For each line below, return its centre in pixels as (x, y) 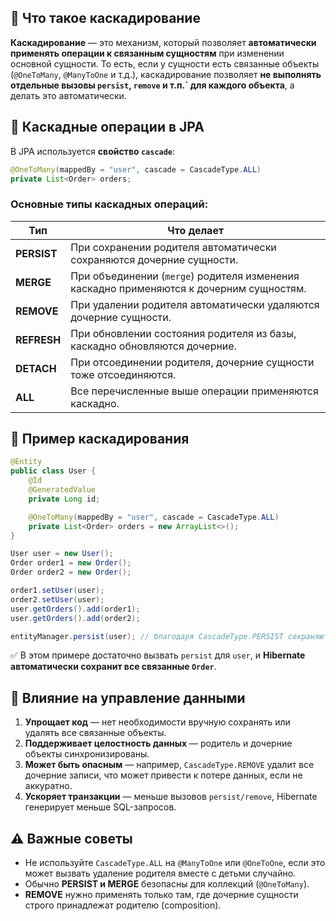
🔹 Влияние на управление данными (128, 697)
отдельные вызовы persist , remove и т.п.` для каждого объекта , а (152, 85)
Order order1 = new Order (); (71, 563)
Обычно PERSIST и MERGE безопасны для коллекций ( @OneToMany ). (167, 884)
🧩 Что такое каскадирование (105, 18)
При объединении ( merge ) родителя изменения (185, 276)
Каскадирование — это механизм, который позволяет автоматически (163, 42)
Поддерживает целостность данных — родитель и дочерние (158, 743)
